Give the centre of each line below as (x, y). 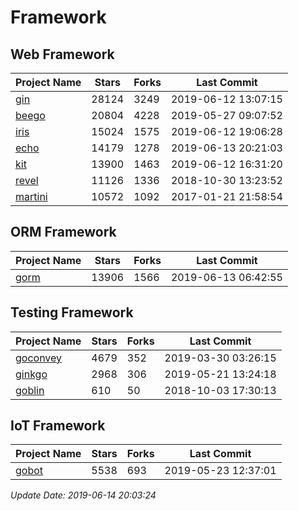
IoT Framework (58, 426)
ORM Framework (63, 232)
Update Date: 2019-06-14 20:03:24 (83, 495)
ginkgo (31, 374)
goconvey (39, 358)
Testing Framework (72, 312)
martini (31, 196)
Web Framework (62, 54)
